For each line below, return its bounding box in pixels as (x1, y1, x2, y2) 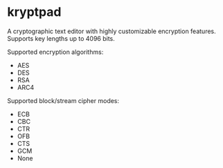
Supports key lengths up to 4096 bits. (7, 34, 116, 42)
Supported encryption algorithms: (7, 48, 104, 56)
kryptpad (7, 4, 62, 20)
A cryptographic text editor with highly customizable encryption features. (7, 27, 216, 35)
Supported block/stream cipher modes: (7, 96, 120, 104)
